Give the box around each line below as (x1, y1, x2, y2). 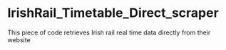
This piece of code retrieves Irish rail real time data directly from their (7, 28, 211, 37)
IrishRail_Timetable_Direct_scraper (7, 5, 219, 21)
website (7, 35, 31, 44)
